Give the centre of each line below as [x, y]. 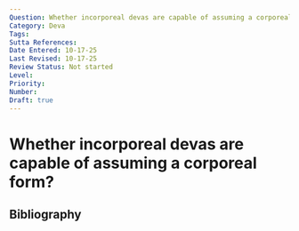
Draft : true [31, 100]
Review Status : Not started [61, 68]
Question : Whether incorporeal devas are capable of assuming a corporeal [151, 17]
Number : [24, 92]
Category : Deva [37, 26]
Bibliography [45, 214]
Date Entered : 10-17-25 [53, 51]
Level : [21, 76]
